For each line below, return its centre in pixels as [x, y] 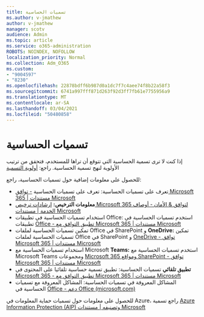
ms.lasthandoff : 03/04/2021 [42, 108]
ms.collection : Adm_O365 [38, 63]
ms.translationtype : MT [37, 97]
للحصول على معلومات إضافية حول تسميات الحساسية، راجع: [74, 180]
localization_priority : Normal [46, 57]
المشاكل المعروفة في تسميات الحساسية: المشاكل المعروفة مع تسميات [96, 282]
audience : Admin [27, 35]
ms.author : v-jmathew [34, 18]
